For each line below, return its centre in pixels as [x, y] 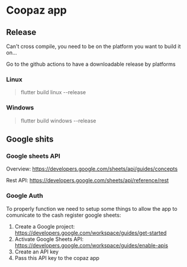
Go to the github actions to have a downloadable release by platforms [91, 64]
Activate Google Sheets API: [49, 239]
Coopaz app [36, 10]
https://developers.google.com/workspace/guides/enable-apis [91, 245]
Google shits [30, 139]
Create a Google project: [45, 226]
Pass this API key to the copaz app [57, 258]
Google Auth [25, 196]
